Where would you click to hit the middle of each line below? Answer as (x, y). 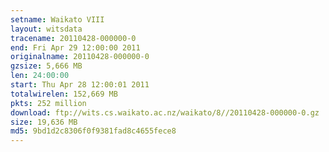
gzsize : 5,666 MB (46, 66)
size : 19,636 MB (44, 122)
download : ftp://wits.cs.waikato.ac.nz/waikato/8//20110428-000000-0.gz (165, 112)
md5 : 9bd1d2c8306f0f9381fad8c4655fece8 (93, 131)
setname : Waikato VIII (57, 19)
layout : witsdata (46, 29)
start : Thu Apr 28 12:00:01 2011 (80, 85)
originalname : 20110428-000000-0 (80, 57)
